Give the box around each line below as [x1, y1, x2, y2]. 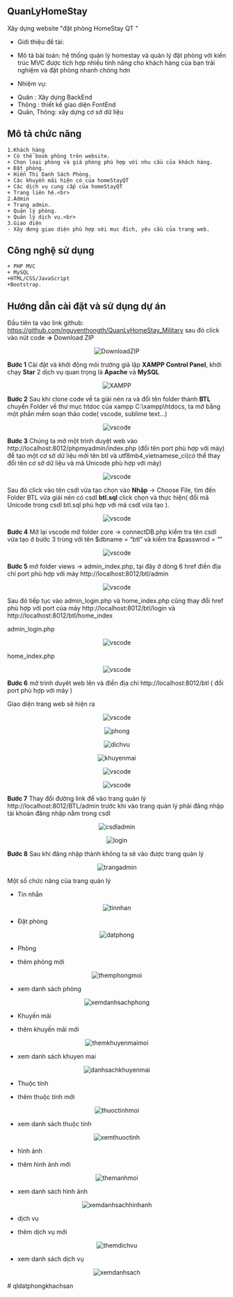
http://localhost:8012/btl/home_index [7, 611, 113, 620]
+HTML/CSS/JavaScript [7, 275, 70, 282]
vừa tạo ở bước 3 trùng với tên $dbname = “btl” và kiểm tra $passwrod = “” [7, 535, 223, 544]
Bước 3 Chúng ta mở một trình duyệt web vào [7, 437, 138, 445]
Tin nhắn [17, 890, 43, 898]
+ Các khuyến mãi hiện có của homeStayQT [7, 177, 129, 184]
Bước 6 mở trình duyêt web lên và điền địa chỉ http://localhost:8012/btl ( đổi [7, 679, 224, 687]
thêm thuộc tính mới [17, 1093, 75, 1101]
